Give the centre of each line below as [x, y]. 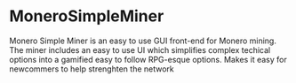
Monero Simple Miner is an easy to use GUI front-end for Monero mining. [143, 41]
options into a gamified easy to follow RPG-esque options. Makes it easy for [148, 59]
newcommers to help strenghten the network [92, 69]
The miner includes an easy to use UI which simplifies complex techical [140, 49]
